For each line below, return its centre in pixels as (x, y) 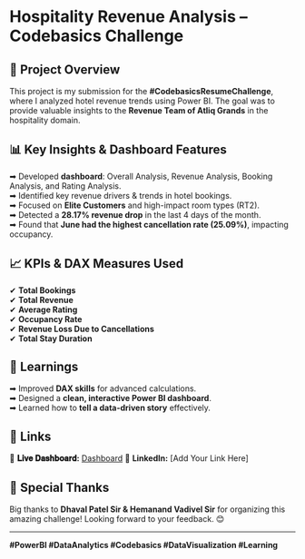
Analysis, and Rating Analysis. (65, 186)
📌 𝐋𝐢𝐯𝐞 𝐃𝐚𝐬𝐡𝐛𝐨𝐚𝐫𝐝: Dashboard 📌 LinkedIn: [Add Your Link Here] (129, 458)
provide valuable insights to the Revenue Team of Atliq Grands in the (139, 110)
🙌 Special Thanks (59, 487)
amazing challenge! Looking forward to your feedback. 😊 (117, 519)
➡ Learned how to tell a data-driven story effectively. (110, 408)
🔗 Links (30, 436)
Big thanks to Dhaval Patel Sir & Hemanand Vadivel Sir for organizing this (148, 509)
